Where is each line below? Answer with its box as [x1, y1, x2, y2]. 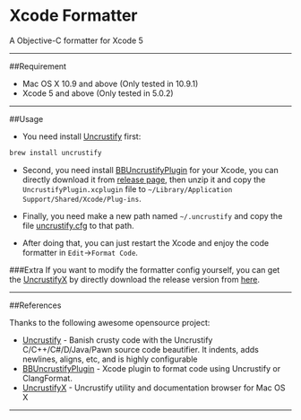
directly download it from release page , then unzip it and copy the [21, 174, 266, 185]
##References [9, 300, 62, 311]
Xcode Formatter [9, 5, 138, 26]
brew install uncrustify [9, 148, 102, 157]
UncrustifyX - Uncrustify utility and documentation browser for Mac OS [21, 382, 286, 393]
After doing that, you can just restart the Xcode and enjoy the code [21, 237, 270, 248]
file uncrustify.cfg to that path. [21, 220, 134, 231]
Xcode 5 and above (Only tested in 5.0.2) [21, 87, 174, 99]
